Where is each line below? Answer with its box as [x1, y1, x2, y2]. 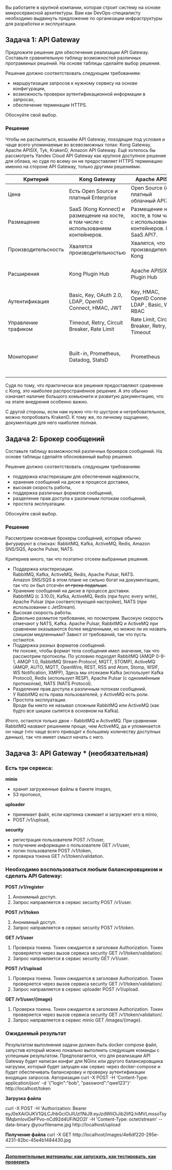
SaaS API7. [131, 231, 158, 238]
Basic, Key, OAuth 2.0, [69, 292, 123, 299]
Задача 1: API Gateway [5, 35, 80, 44]
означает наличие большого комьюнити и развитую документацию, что [5, 393, 164, 399]
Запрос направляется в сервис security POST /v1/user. [12, 899, 132, 906]
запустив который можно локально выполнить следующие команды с [5, 1047, 160, 1053]
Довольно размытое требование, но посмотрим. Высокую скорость [12, 615, 164, 621]
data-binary [5, 1121, 30, 1127]
